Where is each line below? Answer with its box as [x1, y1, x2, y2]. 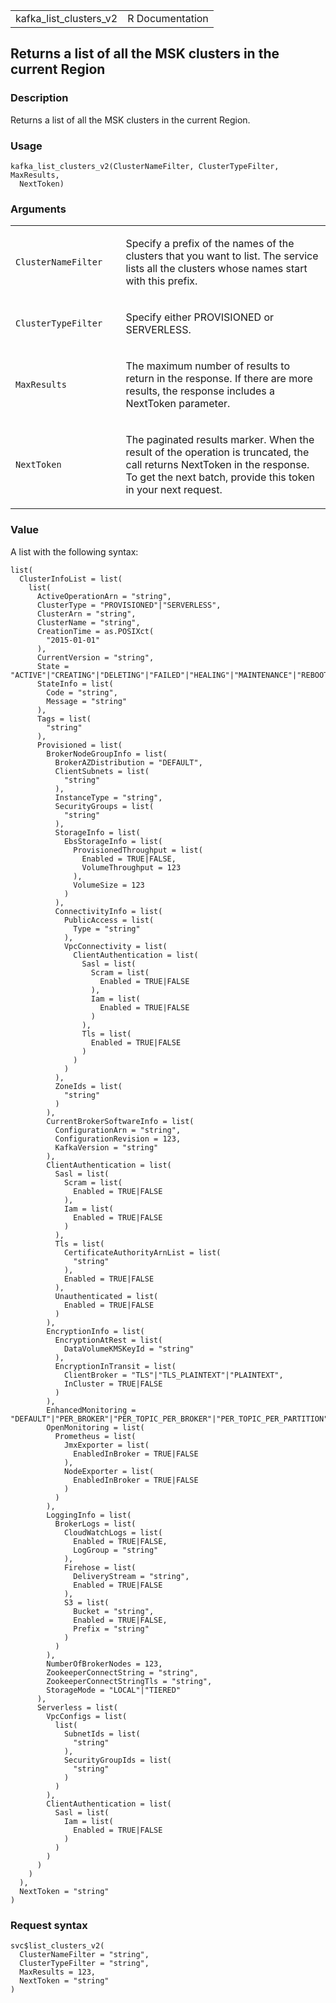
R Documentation [127, 12, 209, 25]
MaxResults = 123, [19, 1967, 97, 1977]
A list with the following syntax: [10, 545, 139, 558]
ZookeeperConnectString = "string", [46, 1667, 199, 1678]
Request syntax [10, 1918, 88, 1932]
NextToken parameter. [125, 397, 231, 411]
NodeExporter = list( [63, 1466, 155, 1476]
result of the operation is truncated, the [125, 445, 310, 459]
